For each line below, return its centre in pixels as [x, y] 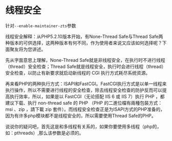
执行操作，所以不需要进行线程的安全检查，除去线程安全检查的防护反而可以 [84, 90]
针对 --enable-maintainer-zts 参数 [41, 26]
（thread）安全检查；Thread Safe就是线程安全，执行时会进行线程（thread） [86, 66]
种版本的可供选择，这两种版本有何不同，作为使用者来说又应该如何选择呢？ [84, 43]
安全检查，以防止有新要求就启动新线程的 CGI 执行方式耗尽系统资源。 [78, 73]
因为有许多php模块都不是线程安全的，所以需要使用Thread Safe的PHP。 [81, 115]
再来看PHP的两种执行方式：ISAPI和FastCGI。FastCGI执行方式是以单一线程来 [86, 84]
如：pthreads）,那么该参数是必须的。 [45, 133]
